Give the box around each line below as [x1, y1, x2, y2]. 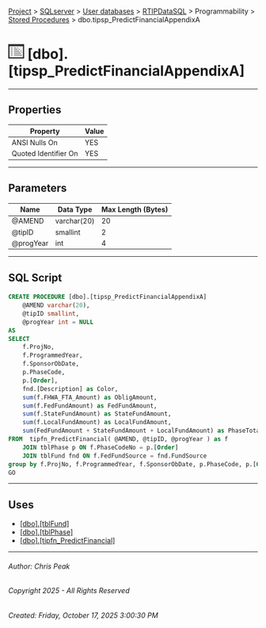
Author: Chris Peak [8, 561, 70, 571]
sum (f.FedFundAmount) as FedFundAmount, [22, 401, 158, 410]
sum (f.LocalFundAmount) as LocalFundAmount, [22, 419, 172, 427]
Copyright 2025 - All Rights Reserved [8, 586, 130, 595]
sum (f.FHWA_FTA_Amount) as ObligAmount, [22, 393, 158, 401]
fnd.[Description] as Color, [22, 385, 119, 392]
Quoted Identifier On [11, 149, 78, 159]
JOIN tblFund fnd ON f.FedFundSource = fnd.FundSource [22, 452, 207, 460]
